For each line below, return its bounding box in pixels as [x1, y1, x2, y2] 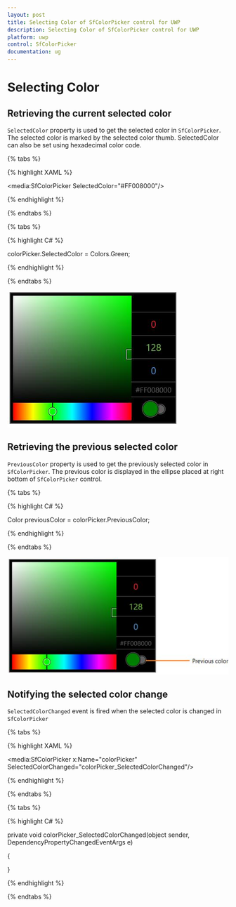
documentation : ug [7, 48, 61, 55]
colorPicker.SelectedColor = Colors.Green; [7, 250, 131, 258]
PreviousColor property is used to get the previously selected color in [7, 460, 209, 468]
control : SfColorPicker [7, 41, 77, 48]
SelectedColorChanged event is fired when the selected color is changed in [7, 707, 222, 715]
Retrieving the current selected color [7, 107, 172, 119]
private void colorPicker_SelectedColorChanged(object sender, [7, 830, 190, 839]
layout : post [7, 11, 46, 18]
